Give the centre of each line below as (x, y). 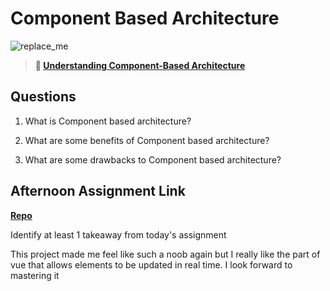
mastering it (35, 275)
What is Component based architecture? (108, 121)
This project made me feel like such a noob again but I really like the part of (165, 254)
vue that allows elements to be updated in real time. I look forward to (151, 264)
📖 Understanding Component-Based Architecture (140, 65)
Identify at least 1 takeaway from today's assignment (118, 234)
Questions (43, 97)
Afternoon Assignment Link (98, 191)
